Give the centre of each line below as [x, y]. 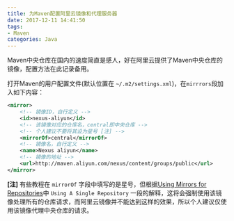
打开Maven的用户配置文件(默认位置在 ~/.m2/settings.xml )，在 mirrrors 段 [112, 83]
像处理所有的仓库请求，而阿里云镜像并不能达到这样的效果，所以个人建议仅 [114, 202]
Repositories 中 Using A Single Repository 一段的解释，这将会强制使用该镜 [115, 193]
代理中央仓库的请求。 [62, 210]
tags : [15, 26]
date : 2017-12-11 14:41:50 [46, 20]
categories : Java [32, 40]
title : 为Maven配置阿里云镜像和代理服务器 [62, 14]
